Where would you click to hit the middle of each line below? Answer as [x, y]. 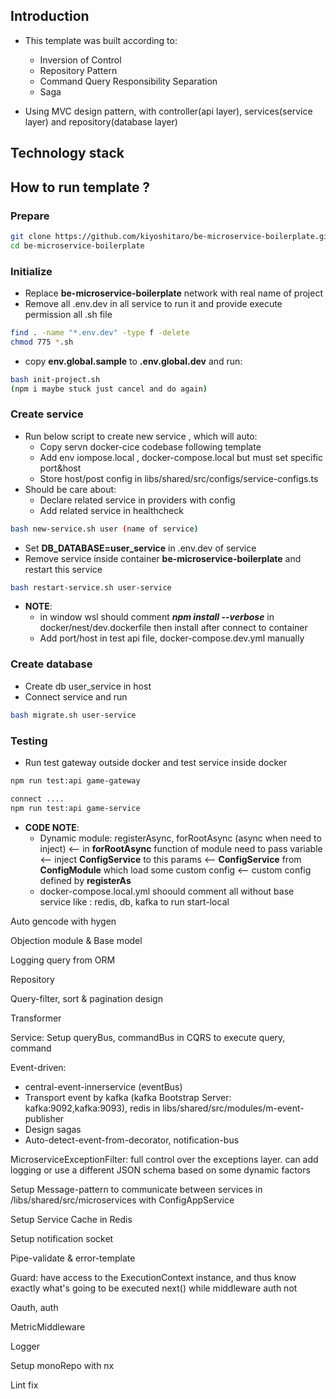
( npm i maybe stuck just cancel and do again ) [109, 389]
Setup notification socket [62, 1238]
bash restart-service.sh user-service [91, 587]
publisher [44, 1118]
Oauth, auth [34, 1307]
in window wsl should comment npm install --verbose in [157, 617]
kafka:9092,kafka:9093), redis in [92, 1108]
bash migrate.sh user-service [73, 715]
